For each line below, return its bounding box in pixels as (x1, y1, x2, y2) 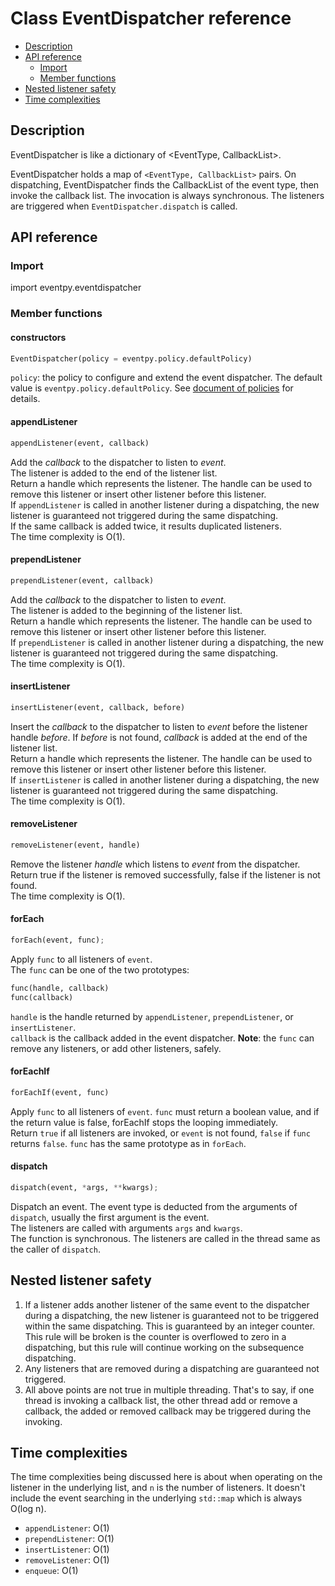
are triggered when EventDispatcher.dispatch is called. (10, 200, 238, 212)
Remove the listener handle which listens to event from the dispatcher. (10, 858, 301, 870)
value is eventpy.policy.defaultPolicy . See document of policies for (10, 382, 294, 394)
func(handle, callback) (10, 983, 110, 993)
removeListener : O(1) (24, 1554, 110, 1566)
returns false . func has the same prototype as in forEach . (10, 1137, 247, 1149)
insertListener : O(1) (24, 1543, 110, 1556)
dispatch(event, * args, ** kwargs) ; (10, 1182, 159, 1192)
